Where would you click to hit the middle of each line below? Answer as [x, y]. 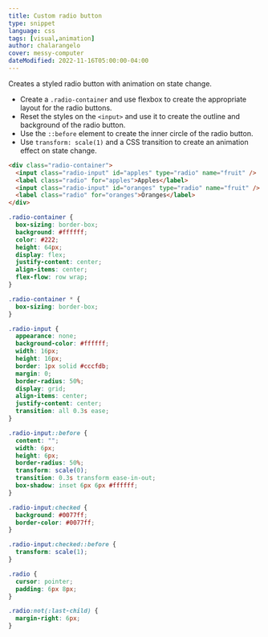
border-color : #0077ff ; [55, 523]
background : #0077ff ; [52, 515]
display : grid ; [41, 389]
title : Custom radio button [55, 16]
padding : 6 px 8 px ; [47, 589]
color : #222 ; [37, 240]
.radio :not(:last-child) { [53, 611]
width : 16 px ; [37, 351]
